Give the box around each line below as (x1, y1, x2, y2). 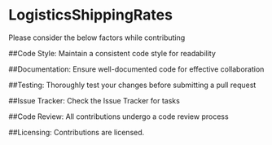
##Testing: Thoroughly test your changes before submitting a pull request (8, 80, 257, 90)
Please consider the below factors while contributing (8, 33, 186, 42)
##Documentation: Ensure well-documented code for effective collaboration (8, 64, 265, 74)
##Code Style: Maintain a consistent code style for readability (8, 48, 216, 58)
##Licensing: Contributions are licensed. (8, 127, 145, 137)
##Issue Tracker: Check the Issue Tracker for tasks (8, 95, 181, 105)
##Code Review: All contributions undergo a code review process (8, 112, 230, 121)
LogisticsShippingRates (8, 6, 173, 24)
